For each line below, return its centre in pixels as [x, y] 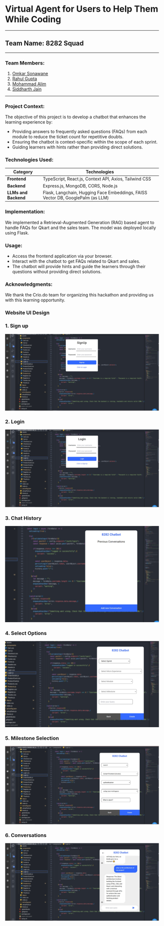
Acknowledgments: [29, 284]
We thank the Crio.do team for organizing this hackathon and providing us [79, 295]
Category [23, 172]
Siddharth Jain [27, 89]
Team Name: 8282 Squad [44, 43]
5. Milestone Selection [32, 738]
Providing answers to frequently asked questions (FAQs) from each [80, 132]
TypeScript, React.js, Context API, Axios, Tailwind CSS [97, 179]
